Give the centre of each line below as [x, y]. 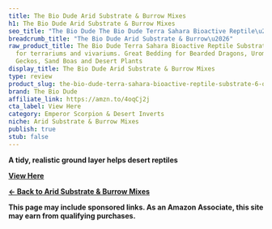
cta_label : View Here [45, 106]
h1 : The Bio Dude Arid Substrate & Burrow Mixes [92, 24]
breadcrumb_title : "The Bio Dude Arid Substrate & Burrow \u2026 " [121, 39]
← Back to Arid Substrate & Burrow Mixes [79, 191]
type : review [30, 76]
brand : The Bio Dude [43, 91]
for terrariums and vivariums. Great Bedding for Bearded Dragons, [132, 54]
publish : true [32, 129]
